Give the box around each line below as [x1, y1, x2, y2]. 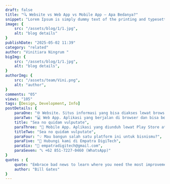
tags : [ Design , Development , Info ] [5, 101, 80, 106]
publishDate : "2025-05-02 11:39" [5, 40, 76, 45]
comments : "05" [5, 92, 37, 97]
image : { [5, 21, 24, 27]
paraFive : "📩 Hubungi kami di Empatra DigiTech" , [14, 139, 121, 144]
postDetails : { [5, 106, 37, 111]
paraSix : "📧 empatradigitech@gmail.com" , [14, 143, 103, 149]
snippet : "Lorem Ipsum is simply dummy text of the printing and [5, 17, 146, 22]
